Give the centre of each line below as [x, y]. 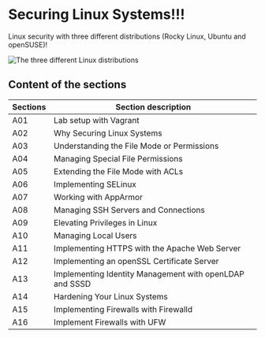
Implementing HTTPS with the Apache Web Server [147, 248]
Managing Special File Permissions [118, 158]
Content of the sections [67, 85]
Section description [153, 106]
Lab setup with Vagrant [97, 120]
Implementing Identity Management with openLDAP [149, 273]
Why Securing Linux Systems [108, 133]
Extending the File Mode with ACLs [119, 171]
